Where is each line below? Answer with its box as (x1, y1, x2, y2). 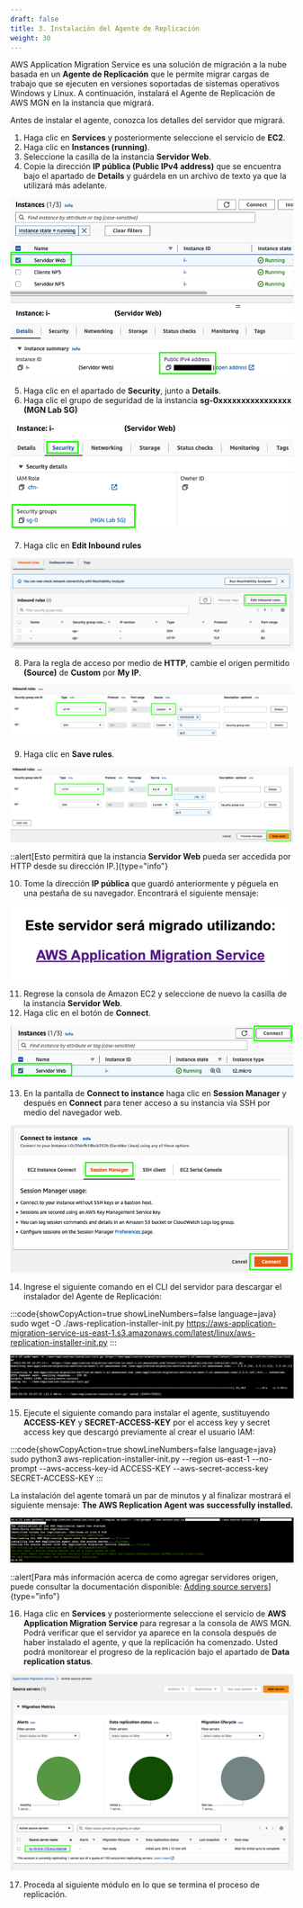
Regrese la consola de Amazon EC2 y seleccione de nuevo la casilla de (22, 988, 287, 999)
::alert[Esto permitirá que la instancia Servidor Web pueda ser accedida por (10, 850, 291, 861)
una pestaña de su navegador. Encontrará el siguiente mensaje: (22, 887, 259, 898)
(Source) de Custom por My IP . (22, 667, 142, 679)
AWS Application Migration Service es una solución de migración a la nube (10, 59, 287, 70)
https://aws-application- (186, 1318, 277, 1328)
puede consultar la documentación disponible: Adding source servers (10, 1581, 269, 1592)
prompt (10, 1462, 38, 1473)
